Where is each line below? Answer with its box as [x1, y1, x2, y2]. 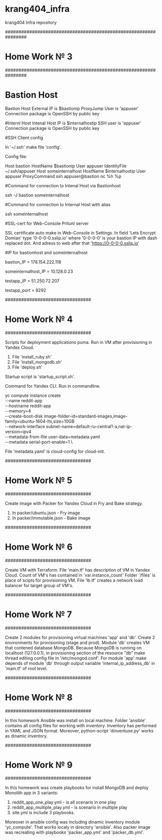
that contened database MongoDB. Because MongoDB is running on [5, 644, 142, 650]
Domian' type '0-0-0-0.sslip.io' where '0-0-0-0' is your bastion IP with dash [5, 235, 158, 241]
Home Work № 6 [5, 541, 73, 553]
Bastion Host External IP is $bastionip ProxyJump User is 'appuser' [5, 106, 139, 111]
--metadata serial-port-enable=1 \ [5, 439, 73, 445]
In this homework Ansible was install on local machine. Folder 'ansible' [5, 717, 146, 723]
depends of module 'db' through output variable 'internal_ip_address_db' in [5, 660, 155, 666]
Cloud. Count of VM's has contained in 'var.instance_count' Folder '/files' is [5, 572, 156, 578]
